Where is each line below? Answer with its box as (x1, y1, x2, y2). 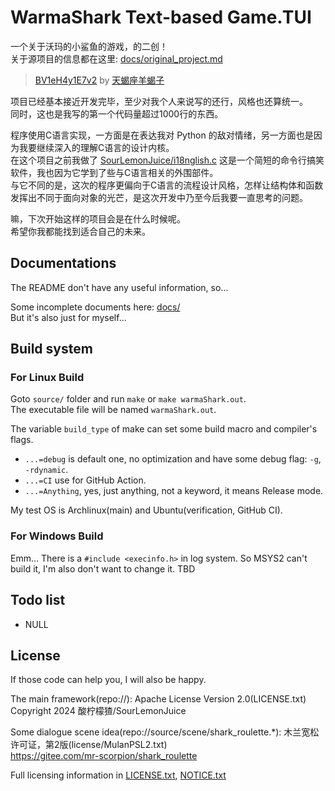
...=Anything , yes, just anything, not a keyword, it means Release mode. (24, 485, 324, 497)
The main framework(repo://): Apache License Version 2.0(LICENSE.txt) (10, 693, 307, 705)
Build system (10, 341, 93, 358)
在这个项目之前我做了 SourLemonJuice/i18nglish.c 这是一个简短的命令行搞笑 (10, 154, 325, 166)
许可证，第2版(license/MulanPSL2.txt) (10, 739, 168, 751)
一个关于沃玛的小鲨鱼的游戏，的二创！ (10, 40, 168, 52)
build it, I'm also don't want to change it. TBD (10, 562, 196, 575)
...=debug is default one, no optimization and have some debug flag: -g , (24, 453, 322, 465)
